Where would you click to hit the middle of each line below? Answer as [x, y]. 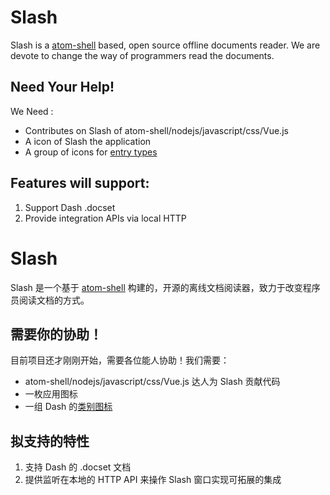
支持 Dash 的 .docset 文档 [78, 467]
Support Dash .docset [70, 207]
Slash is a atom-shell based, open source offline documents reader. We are [165, 45]
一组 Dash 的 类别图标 [68, 407]
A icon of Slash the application [88, 141]
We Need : [32, 111]
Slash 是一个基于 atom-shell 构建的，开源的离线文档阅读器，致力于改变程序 [165, 287]
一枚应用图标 [51, 394]
